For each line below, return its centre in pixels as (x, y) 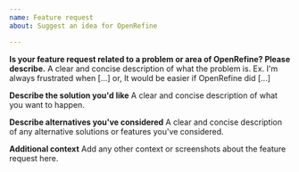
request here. (34, 158)
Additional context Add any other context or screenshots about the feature (148, 149)
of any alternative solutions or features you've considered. (117, 131)
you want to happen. (47, 104)
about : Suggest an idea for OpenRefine (83, 26)
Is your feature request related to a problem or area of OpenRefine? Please (150, 59)
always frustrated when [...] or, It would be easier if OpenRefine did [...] (140, 78)
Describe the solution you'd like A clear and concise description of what (144, 95)
